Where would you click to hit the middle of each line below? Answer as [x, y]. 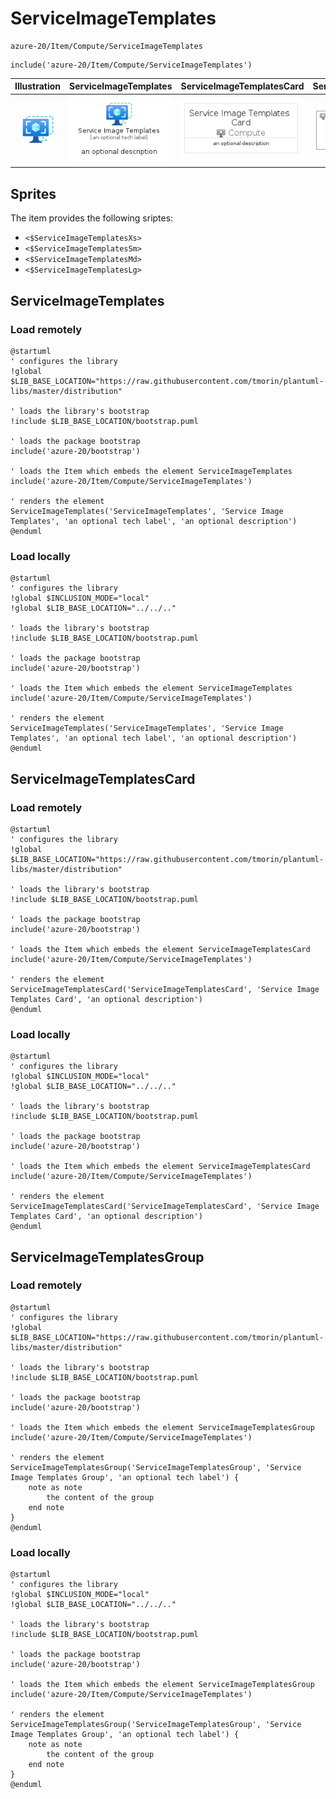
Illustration [38, 86]
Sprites [33, 193]
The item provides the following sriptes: [92, 218]
